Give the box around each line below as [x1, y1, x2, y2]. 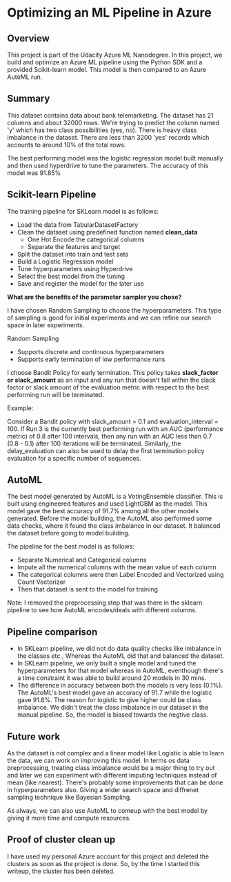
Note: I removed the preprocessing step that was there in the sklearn [7, 598, 203, 607]
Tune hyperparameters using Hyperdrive [17, 264, 133, 273]
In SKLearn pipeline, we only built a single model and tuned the [17, 659, 197, 668]
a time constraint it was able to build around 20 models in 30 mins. [17, 674, 207, 682]
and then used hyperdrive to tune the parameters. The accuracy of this [7, 161, 209, 169]
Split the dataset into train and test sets [17, 250, 129, 258]
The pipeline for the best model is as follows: [7, 542, 134, 551]
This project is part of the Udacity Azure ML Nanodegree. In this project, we [7, 50, 223, 59]
